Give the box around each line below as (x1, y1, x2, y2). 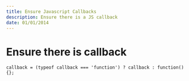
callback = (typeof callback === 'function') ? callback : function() (6, 64, 184, 71)
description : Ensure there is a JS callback (6, 14, 118, 20)
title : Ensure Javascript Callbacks (6, 8, 97, 15)
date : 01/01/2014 (6, 20, 49, 25)
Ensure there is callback (6, 45, 127, 59)
